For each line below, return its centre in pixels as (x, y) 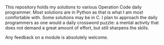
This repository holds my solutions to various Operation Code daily (74, 7)
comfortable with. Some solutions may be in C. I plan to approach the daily (82, 17)
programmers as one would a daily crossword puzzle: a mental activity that (82, 22)
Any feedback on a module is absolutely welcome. (57, 37)
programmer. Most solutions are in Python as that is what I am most (74, 12)
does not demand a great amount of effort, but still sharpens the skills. (77, 28)
